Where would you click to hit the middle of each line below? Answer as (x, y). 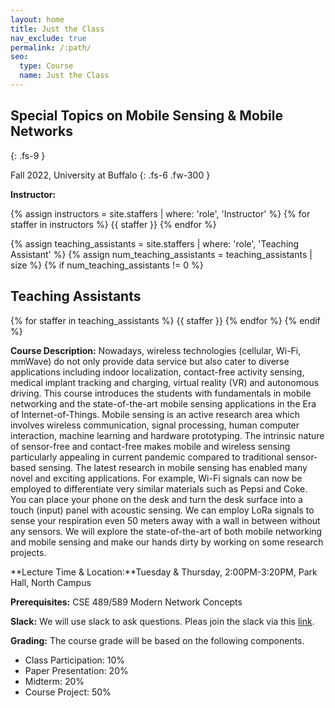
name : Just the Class (64, 76)
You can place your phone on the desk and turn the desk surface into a (156, 499)
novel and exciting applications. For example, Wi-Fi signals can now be (156, 478)
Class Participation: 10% (75, 660)
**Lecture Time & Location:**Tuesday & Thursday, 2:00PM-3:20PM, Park (164, 572)
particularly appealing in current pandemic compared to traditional (147, 457)
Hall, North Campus (51, 582)
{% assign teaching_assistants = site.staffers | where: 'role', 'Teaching (155, 243)
